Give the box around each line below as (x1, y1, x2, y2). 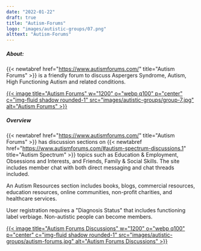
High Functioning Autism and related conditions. (6, 78, 126, 85)
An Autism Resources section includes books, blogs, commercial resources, (6, 182, 195, 189)
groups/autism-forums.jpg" (6, 238, 74, 245)
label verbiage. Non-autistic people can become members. (6, 213, 153, 221)
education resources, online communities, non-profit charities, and (6, 189, 173, 196)
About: (6, 50, 24, 57)
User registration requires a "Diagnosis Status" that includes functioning (6, 207, 186, 214)
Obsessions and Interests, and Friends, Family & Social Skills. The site (6, 158, 180, 165)
